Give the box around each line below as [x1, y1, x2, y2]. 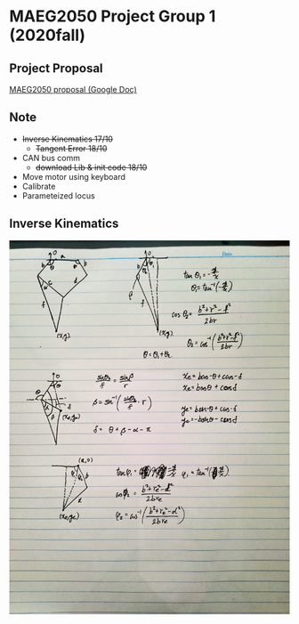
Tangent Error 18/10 [35, 142, 108, 153]
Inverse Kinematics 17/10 [21, 134, 114, 144]
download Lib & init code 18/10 [35, 162, 148, 173]
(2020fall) [9, 25, 86, 45]
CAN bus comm [21, 152, 80, 163]
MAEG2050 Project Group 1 [9, 6, 216, 27]
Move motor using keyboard [21, 171, 126, 182]
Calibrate [21, 181, 56, 191]
